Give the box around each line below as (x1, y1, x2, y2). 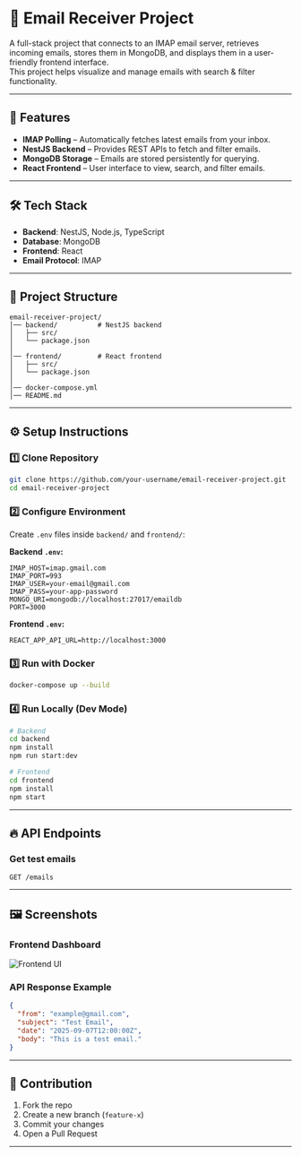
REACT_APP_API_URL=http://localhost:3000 (9, 636, 167, 645)
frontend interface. (39, 56, 109, 67)
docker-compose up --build (9, 681, 110, 690)
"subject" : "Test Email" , (17, 1018, 115, 1027)
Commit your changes (21, 1119, 105, 1130)
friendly (9, 56, 39, 67)
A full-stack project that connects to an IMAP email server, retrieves (9, 38, 260, 48)
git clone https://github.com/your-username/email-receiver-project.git (9, 475, 287, 485)
